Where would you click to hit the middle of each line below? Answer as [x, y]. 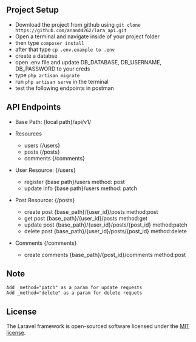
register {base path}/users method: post [75, 182]
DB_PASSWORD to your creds [52, 69]
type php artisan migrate [47, 75]
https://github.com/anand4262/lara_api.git [71, 30]
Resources [29, 134]
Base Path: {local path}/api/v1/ [53, 121]
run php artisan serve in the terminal [62, 81]
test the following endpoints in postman [64, 88]
